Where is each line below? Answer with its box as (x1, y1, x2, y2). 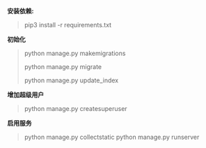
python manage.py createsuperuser (24, 105, 127, 112)
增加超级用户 (7, 91, 44, 98)
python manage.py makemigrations (24, 49, 126, 57)
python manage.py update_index (24, 76, 119, 84)
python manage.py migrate (24, 63, 102, 71)
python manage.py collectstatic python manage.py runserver (24, 133, 200, 141)
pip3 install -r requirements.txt (24, 21, 112, 29)
